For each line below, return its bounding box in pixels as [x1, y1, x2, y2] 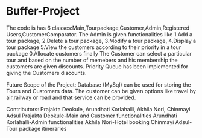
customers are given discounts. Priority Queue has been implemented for [6, 62, 189, 70]
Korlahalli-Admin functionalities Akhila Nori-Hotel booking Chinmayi [6, 118, 174, 125]
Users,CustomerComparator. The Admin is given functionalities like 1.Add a [6, 30, 193, 38]
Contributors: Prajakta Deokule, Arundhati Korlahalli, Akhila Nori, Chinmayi [6, 105, 191, 113]
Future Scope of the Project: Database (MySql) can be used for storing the [6, 80, 191, 88]
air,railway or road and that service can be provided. [6, 94, 136, 101]
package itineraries [19, 125, 67, 132]
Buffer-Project [6, 4, 80, 18]
